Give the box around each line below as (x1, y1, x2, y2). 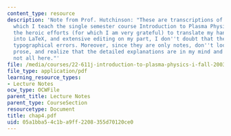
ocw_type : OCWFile (7, 87, 60, 93)
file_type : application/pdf (7, 67, 88, 74)
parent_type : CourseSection (7, 100, 88, 106)
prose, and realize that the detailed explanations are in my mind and (13, 49, 223, 56)
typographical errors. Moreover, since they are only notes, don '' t (13, 42, 214, 49)
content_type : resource (7, 10, 76, 17)
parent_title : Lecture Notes (7, 93, 91, 100)
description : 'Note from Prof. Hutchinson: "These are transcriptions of (7, 16, 223, 23)
